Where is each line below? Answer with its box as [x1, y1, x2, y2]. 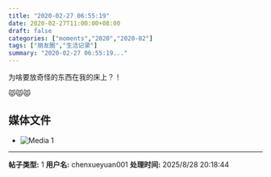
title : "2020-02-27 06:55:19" [8, 11, 110, 20]
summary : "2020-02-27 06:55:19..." [8, 49, 128, 57]
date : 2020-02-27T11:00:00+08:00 [8, 19, 121, 27]
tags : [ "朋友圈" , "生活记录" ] [8, 42, 98, 50]
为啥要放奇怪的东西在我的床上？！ [8, 72, 122, 81]
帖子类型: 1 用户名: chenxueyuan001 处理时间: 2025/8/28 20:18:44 [8, 159, 230, 169]
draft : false [8, 27, 52, 35]
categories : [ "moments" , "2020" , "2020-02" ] [8, 34, 153, 43]
